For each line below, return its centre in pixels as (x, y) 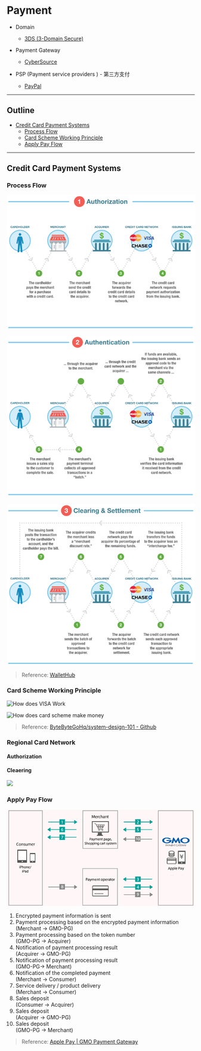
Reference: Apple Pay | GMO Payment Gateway (80, 1042)
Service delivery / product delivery (58, 986)
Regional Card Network (41, 742)
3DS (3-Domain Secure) (54, 38)
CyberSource (41, 62)
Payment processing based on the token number (75, 935)
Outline (21, 110)
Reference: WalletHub (48, 675)
